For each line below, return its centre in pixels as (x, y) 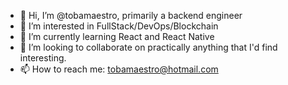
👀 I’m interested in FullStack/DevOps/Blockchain (119, 26)
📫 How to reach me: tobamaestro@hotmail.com (119, 69)
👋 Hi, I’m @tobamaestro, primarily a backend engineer (131, 15)
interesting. (43, 58)
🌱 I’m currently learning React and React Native (117, 36)
